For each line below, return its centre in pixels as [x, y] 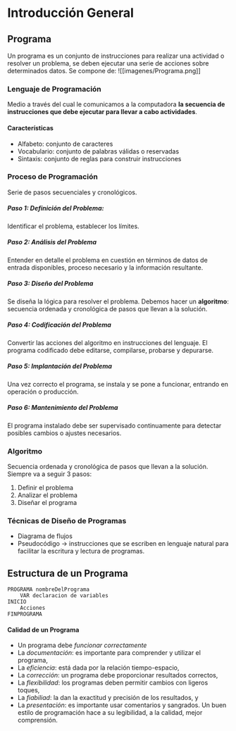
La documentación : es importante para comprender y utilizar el [109, 653]
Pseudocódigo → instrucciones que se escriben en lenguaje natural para [123, 544]
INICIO [17, 602]
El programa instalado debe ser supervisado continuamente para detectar [114, 425]
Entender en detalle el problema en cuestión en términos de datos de [107, 260]
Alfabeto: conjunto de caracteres [65, 144]
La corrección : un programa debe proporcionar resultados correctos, [118, 675]
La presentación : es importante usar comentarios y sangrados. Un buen [122, 705]
